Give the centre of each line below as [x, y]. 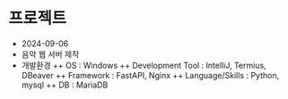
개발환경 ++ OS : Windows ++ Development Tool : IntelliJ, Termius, [144, 65]
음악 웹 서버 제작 [50, 54]
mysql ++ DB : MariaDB [65, 85]
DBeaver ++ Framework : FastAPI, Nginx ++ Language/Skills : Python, [150, 75]
